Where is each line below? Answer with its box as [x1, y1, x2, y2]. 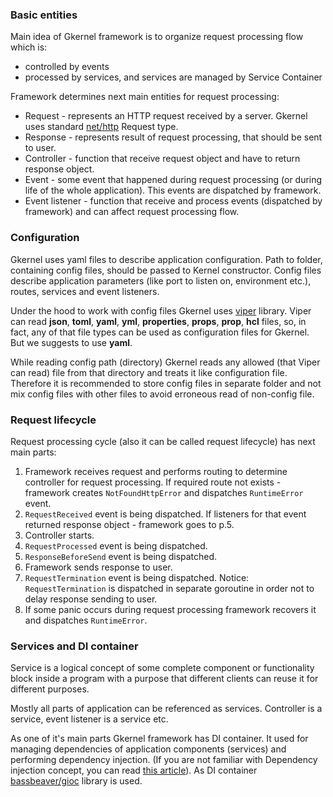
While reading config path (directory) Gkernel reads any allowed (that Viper [10, 356, 321, 368]
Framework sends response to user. [24, 561, 173, 573]
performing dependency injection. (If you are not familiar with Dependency [10, 754, 318, 766]
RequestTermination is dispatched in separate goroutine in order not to [24, 582, 315, 594]
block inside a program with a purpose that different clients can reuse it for [10, 673, 319, 685]
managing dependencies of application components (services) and [10, 743, 287, 755]
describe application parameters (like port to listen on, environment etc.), [10, 274, 312, 287]
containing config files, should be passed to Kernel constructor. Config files [10, 264, 322, 276]
